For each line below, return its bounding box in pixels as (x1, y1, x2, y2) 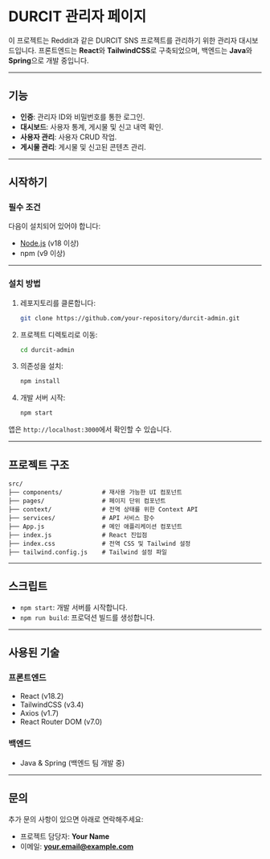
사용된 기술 (8, 646, 60, 660)
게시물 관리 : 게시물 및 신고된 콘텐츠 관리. (19, 142, 146, 151)
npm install (19, 378, 60, 386)
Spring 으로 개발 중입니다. (8, 56, 90, 65)
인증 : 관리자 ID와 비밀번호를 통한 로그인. (19, 112, 145, 122)
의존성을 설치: (19, 361, 64, 371)
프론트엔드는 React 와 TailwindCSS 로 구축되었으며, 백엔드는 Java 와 (38, 45, 253, 55)
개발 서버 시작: (19, 393, 66, 403)
